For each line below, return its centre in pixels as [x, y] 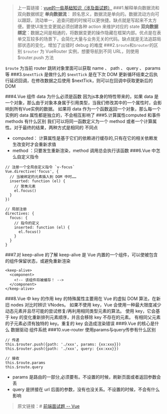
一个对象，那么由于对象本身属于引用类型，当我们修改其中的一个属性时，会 [81, 103]
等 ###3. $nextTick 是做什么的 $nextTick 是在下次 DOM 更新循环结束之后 [79, 74]
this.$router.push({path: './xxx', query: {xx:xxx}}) [62, 349]
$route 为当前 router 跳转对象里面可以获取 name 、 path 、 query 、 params [83, 68]
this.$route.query [24, 367]
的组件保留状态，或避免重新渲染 [38, 261]
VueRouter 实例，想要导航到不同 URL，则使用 [92, 51]
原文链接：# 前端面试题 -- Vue [48, 406]
